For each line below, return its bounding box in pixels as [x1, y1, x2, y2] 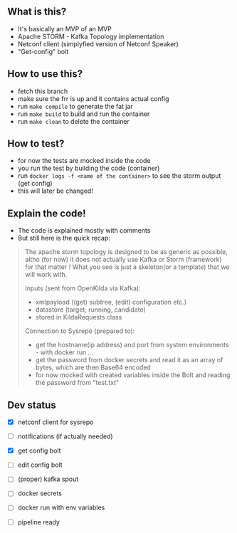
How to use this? [7, 68, 83, 80]
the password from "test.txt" [35, 379, 120, 387]
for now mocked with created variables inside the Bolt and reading [35, 371, 231, 379]
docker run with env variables [17, 503, 105, 512]
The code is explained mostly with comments [17, 226, 151, 235]
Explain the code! [7, 207, 87, 219]
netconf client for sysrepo [17, 418, 94, 426]
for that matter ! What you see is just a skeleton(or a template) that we [24, 263, 230, 271]
